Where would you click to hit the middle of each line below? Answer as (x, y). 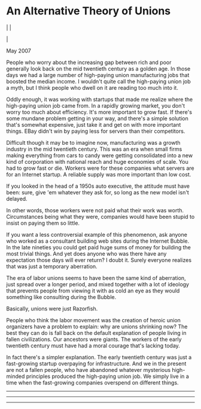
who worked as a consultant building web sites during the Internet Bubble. (98, 241)
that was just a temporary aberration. (52, 266)
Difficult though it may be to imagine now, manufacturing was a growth (93, 142)
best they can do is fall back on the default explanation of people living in (96, 332)
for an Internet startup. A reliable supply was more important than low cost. (99, 174)
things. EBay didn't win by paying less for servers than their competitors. (96, 131)
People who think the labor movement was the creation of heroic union (94, 320)
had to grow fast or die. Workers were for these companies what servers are (100, 168)
